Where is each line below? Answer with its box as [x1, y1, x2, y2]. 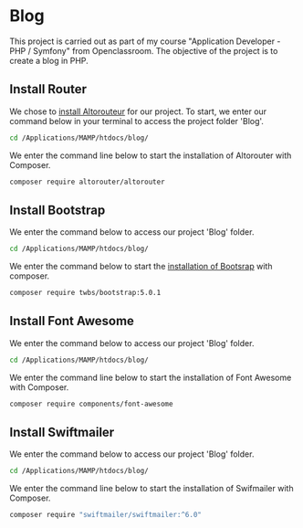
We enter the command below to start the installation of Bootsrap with [9, 261, 273, 272]
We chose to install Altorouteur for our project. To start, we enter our [9, 106, 267, 117]
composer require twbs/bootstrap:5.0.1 [9, 289, 162, 298]
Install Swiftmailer [9, 425, 115, 440]
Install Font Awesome [9, 313, 135, 329]
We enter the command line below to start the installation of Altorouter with [9, 150, 292, 161]
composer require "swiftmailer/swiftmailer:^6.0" [9, 511, 203, 520]
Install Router [9, 81, 88, 97]
